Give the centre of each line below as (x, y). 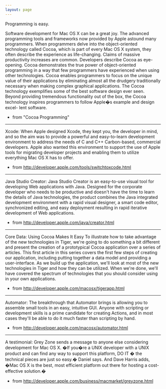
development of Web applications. (40, 213)
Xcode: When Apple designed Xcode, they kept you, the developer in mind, (82, 131)
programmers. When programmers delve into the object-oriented (71, 44)
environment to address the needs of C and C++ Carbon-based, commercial (83, 142)
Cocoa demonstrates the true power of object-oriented (80, 65)
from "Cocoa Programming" (41, 117)
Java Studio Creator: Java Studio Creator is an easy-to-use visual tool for (80, 181)
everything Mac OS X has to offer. (40, 157)
